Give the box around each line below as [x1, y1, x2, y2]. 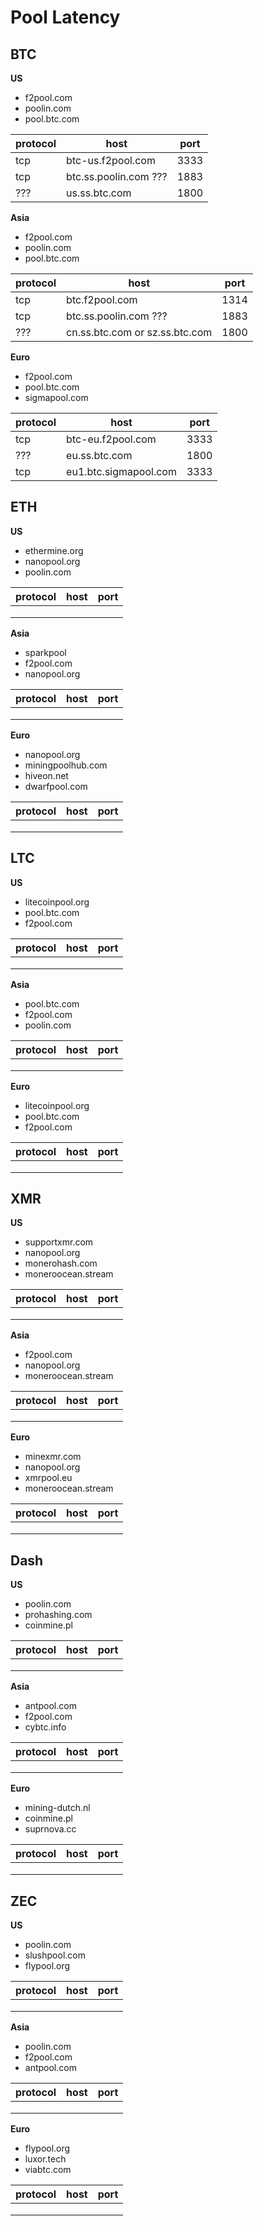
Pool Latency [10, 6, 121, 29]
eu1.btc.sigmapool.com [66, 465, 177, 478]
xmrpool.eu [24, 1472, 73, 1484]
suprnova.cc [24, 1823, 77, 1835]
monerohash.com [24, 1257, 98, 1270]
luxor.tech [24, 2153, 67, 2165]
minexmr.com [24, 1451, 82, 1463]
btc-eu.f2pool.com [66, 432, 157, 446]
